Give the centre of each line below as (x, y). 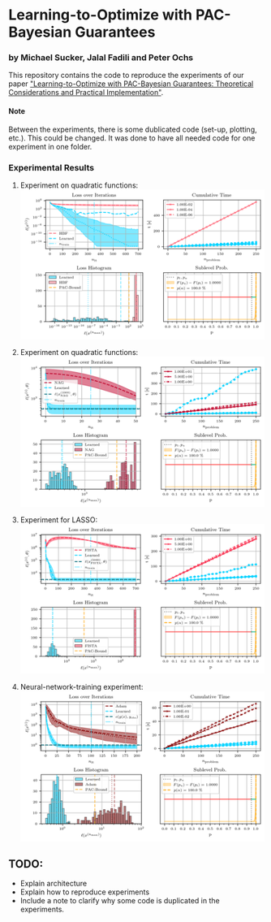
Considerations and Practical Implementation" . (86, 93)
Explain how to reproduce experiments (85, 892)
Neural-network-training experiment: (82, 687)
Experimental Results (52, 167)
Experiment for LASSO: (59, 519)
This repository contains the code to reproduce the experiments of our (127, 76)
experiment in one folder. (50, 146)
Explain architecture (54, 884)
